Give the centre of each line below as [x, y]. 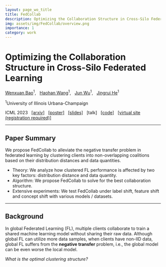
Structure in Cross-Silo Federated [76, 68]
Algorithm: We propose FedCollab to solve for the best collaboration [82, 180]
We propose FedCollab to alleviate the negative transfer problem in [73, 150]
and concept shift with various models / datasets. [62, 196]
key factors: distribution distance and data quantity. [65, 176]
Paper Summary [30, 138]
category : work [21, 33]
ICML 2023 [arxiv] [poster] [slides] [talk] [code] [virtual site [73, 113]
